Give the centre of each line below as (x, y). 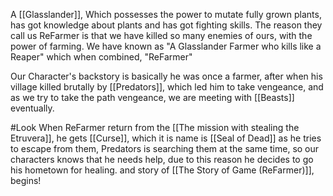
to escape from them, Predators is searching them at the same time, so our (165, 148)
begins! (26, 180)
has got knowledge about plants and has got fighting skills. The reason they (166, 25)
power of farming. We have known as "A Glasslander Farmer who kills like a (166, 46)
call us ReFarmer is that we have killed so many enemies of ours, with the (161, 35)
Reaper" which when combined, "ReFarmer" (101, 57)
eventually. (32, 108)
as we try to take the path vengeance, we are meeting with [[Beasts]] (152, 97)
